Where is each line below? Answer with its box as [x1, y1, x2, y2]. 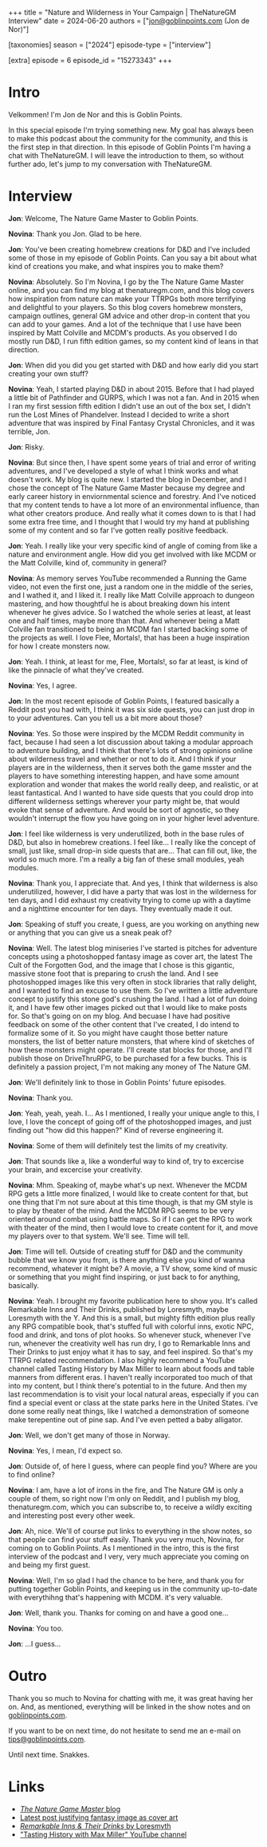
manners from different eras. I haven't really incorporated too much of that [8, 1372, 253, 1381]
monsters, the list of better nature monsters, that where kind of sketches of [8, 1036, 255, 1046]
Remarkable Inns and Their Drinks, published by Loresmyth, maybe [8, 1304, 229, 1314]
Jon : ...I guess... [8, 1639, 61, 1648]
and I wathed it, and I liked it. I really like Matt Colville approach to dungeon [8, 590, 255, 600]
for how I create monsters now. [8, 641, 111, 651]
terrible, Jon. [8, 426, 50, 436]
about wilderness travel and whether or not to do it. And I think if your [8, 754, 237, 763]
